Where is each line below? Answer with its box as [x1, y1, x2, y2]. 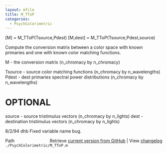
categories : [5, 16, 30, 21]
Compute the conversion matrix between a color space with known [5, 44, 143, 50]
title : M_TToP [5, 12, 35, 17]
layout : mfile [5, 7, 35, 12]
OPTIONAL [5, 97, 51, 108]
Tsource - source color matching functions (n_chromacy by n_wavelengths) [5, 69, 161, 75]
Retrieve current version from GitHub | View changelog [49, 138, 163, 144]
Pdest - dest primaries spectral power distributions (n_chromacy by [5, 74, 144, 80]
